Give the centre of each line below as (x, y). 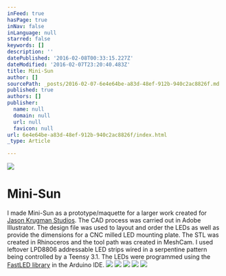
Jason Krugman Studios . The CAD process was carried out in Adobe (104, 220)
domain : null (32, 115)
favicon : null (33, 128)
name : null (29, 109)
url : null (27, 122)
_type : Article (29, 141)
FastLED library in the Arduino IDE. (56, 265)
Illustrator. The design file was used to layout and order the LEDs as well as (113, 228)
